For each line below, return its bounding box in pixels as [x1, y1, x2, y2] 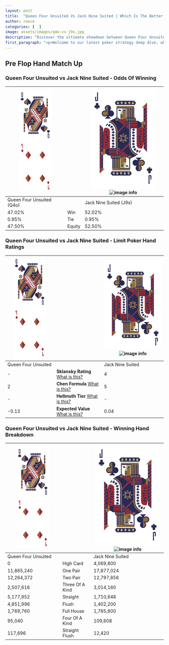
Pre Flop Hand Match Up [5, 60, 83, 68]
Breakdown [5, 431, 34, 438]
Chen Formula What [56, 381, 99, 387]
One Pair [62, 567, 80, 573]
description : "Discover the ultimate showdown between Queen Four [5, 35, 147, 40]
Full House [62, 608, 84, 614]
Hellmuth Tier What [56, 393, 98, 399]
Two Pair [62, 574, 80, 580]
